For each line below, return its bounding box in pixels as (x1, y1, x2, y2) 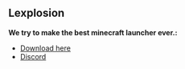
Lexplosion (8, 6, 65, 20)
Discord (19, 51, 47, 61)
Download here (19, 43, 71, 53)
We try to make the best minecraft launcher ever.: (8, 27, 178, 37)
